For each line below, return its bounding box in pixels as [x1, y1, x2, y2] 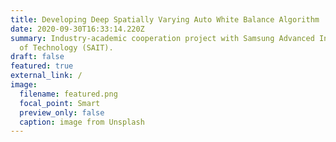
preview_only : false [19, 107, 105, 118]
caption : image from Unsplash [19, 117, 145, 127]
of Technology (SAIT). [19, 42, 114, 53]
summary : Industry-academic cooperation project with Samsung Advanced [10, 33, 315, 43]
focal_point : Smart [19, 98, 101, 108]
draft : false [10, 52, 65, 62]
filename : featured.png [19, 89, 118, 99]
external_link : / [10, 71, 83, 81]
